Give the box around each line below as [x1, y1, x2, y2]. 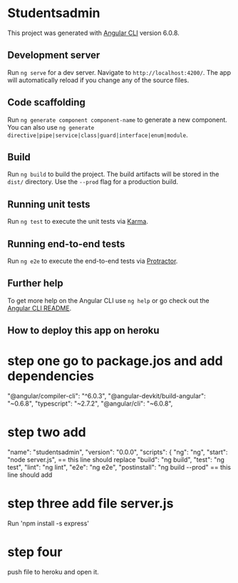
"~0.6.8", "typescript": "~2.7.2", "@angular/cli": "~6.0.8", [7, 399, 173, 408]
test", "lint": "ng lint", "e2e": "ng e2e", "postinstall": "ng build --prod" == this [7, 463, 232, 472]
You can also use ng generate [7, 123, 95, 131]
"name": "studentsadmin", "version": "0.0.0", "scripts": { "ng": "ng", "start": [7, 448, 228, 457]
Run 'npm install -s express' [7, 519, 90, 528]
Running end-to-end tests [7, 237, 125, 250]
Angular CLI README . [7, 304, 72, 312]
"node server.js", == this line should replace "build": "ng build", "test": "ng [7, 455, 224, 464]
